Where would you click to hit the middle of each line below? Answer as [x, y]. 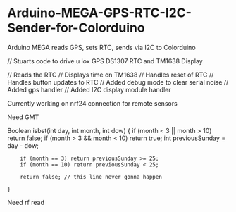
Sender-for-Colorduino [76, 28]
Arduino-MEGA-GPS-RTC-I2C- [100, 13]
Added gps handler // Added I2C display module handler [89, 89]
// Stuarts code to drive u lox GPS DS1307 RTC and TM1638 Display [105, 61]
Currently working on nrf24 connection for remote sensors [92, 103]
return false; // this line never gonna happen [91, 177]
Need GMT [23, 117]
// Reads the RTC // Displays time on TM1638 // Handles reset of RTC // [111, 75]
